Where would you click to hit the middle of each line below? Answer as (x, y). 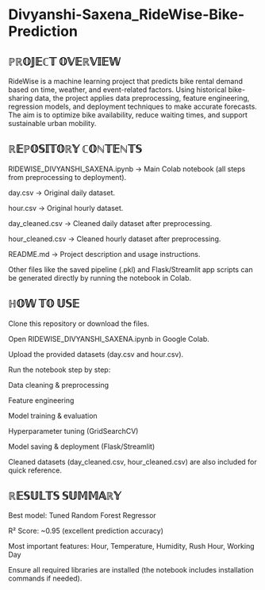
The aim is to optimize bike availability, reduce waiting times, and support (128, 115)
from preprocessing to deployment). (67, 177)
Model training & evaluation (53, 416)
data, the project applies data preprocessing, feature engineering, (142, 98)
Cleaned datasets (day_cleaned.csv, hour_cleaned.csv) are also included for (132, 462)
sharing (21, 98)
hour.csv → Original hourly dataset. (66, 208)
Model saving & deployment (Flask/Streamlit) (82, 446)
